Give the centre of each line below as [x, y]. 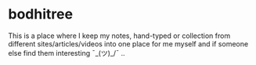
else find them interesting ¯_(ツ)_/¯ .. [67, 53]
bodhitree [40, 14]
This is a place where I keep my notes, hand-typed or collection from [119, 36]
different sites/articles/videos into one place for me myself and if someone [128, 43]
